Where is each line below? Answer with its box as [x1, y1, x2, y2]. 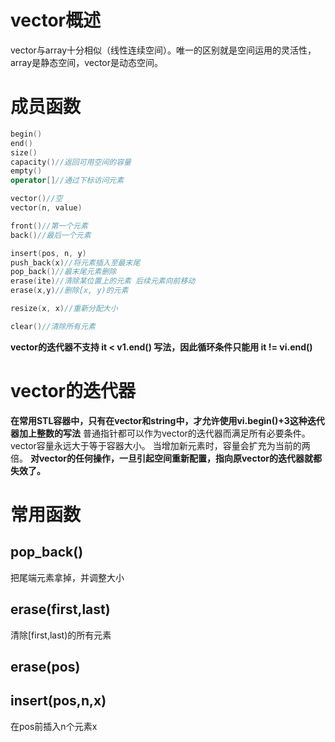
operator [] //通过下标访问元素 [10, 176, 125, 186]
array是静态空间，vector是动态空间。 [10, 56, 164, 68]
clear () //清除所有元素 [10, 321, 96, 331]
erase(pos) [10, 658, 81, 675]
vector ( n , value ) [10, 203, 83, 213]
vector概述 [10, 9, 101, 32]
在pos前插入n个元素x [10, 720, 98, 732]
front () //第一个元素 [10, 221, 88, 231]
